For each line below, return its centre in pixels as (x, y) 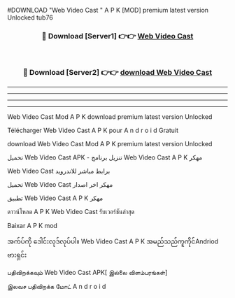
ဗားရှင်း (17, 255)
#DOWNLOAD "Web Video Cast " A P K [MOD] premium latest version (108, 10)
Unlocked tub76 (30, 17)
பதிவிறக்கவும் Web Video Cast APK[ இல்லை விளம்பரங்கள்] (87, 272)
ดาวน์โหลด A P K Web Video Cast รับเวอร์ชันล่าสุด (71, 211)
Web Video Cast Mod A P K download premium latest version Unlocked (110, 116)
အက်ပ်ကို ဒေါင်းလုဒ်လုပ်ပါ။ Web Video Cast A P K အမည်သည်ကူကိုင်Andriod (113, 241)
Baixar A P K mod (33, 225)
